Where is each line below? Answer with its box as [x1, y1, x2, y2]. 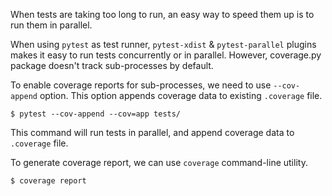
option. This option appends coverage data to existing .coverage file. [39, 90, 323, 101]
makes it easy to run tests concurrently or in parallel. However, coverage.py [10, 49, 322, 61]
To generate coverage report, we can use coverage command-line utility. [10, 157, 308, 168]
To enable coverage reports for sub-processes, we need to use [10, 79, 272, 91]
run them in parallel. [10, 19, 93, 31]
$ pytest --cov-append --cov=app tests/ [10, 109, 182, 119]
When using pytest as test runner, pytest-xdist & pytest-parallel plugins [10, 39, 317, 50]
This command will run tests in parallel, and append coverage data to [10, 127, 295, 138]
